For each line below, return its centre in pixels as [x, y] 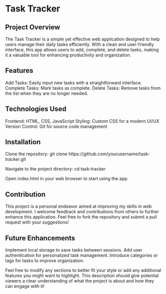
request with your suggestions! [37, 222]
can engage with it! [25, 286]
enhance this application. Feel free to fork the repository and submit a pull [81, 217]
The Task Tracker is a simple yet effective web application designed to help [83, 39]
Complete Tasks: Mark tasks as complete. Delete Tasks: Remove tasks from [83, 88]
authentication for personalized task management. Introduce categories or [82, 256]
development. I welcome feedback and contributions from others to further [82, 212]
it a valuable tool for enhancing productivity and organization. [68, 55]
